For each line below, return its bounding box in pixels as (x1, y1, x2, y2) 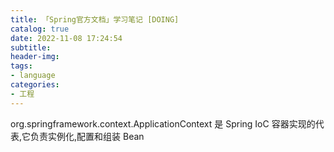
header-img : (10, 52, 60, 62)
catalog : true (10, 24, 70, 34)
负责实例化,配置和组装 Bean (30, 130, 145, 142)
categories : (10, 80, 60, 90)
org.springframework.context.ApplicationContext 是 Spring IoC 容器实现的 (10, 117, 316, 130)
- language (10, 71, 56, 81)
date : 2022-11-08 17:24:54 (10, 33, 123, 43)
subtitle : (10, 42, 52, 53)
